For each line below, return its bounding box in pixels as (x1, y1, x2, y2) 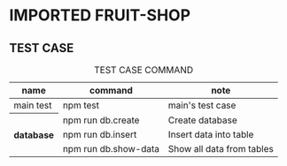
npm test (62, 99, 100, 111)
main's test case (167, 99, 237, 111)
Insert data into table (167, 128, 254, 140)
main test (13, 99, 52, 111)
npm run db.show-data (62, 142, 160, 155)
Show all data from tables (167, 142, 275, 155)
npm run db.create (62, 114, 140, 126)
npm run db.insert (62, 128, 137, 140)
